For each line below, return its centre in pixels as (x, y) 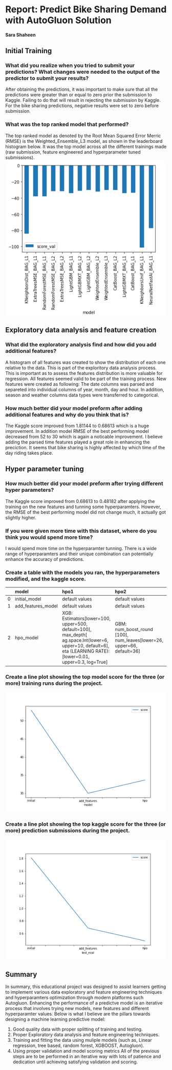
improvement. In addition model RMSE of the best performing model (77, 431)
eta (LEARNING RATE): (86, 651)
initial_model (28, 599)
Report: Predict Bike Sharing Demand (86, 9)
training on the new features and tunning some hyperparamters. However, (83, 507)
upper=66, (126, 646)
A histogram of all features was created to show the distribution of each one (85, 362)
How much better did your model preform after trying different (84, 484)
